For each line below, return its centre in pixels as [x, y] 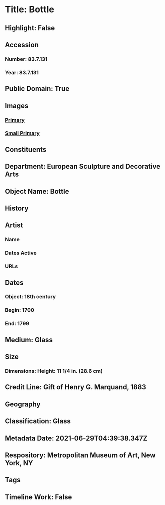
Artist [14, 225]
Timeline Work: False [39, 497]
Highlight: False [30, 28]
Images [17, 105]
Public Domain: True [37, 89]
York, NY [19, 463]
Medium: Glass [29, 340]
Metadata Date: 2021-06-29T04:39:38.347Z [76, 438]
